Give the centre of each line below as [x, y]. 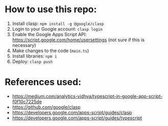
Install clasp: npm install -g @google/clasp [58, 23]
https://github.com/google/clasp [46, 107]
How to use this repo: [51, 9]
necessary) [24, 45]
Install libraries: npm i [34, 56]
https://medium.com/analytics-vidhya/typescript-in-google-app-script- [87, 96]
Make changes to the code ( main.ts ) [51, 51]
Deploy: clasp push [32, 61]
